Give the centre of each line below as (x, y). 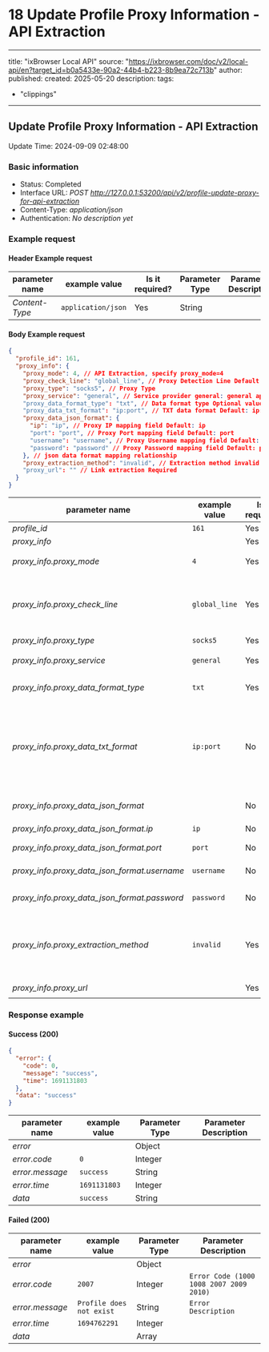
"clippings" (38, 94)
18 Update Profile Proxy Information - (134, 15)
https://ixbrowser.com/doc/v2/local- (188, 61)
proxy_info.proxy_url (50, 988)
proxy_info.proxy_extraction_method (80, 945)
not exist (96, 1312)
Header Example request (50, 258)
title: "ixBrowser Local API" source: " (69, 61)
